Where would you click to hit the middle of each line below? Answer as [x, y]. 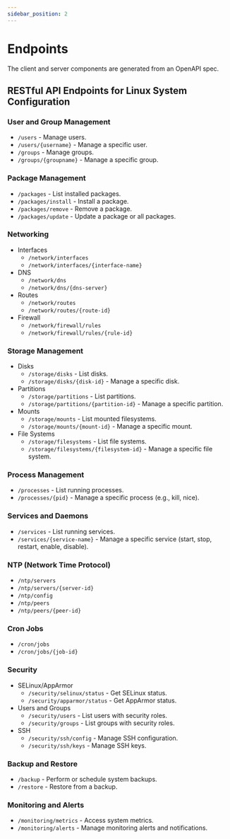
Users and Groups [44, 707]
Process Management [46, 475]
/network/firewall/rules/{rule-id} [80, 333]
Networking [28, 234]
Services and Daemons [48, 516]
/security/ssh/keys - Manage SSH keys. [87, 745]
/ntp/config [35, 596]
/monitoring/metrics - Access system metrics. [85, 821]
